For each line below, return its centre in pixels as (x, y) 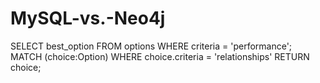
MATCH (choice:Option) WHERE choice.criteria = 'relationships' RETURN (160, 56)
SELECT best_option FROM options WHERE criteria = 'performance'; (151, 46)
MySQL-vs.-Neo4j (88, 18)
